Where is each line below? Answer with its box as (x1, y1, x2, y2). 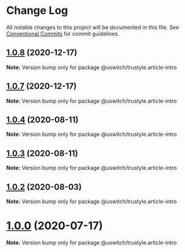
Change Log (6, 4, 68, 18)
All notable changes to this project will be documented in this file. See (6, 24, 180, 31)
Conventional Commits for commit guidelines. (6, 30, 119, 37)
